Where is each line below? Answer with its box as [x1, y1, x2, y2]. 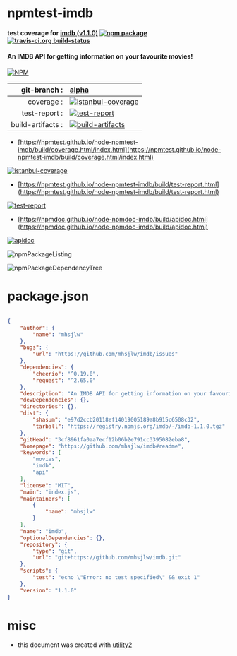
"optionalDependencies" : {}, [20, 535, 106, 542]
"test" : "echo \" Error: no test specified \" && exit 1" [32, 574, 200, 581]
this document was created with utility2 [17, 640, 133, 649]
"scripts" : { [20, 567, 59, 575]
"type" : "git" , [32, 547, 78, 555]
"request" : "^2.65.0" [32, 376, 97, 384]
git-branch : [20, 85, 63, 95]
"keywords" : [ [20, 449, 61, 456]
